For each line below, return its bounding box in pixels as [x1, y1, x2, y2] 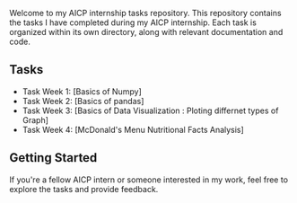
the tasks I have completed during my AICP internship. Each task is [9, 17, 258, 28]
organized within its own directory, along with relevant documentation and [9, 27, 284, 37]
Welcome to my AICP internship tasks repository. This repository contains [9, 8, 282, 18]
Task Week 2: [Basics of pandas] [22, 95, 144, 106]
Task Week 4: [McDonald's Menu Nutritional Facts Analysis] [22, 124, 244, 135]
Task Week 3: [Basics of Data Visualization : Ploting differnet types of [22, 105, 279, 116]
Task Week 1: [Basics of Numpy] [22, 85, 142, 97]
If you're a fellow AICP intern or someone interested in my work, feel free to [9, 174, 289, 185]
